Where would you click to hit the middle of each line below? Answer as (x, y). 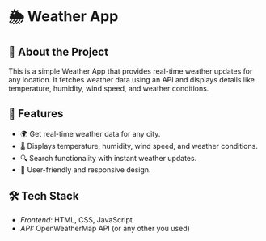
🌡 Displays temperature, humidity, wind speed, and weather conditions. (139, 146)
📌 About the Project (59, 51)
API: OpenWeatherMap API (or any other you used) (105, 228)
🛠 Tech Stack (44, 196)
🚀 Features (36, 114)
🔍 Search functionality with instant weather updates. (108, 158)
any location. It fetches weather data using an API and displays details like (131, 80)
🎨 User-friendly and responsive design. (85, 169)
